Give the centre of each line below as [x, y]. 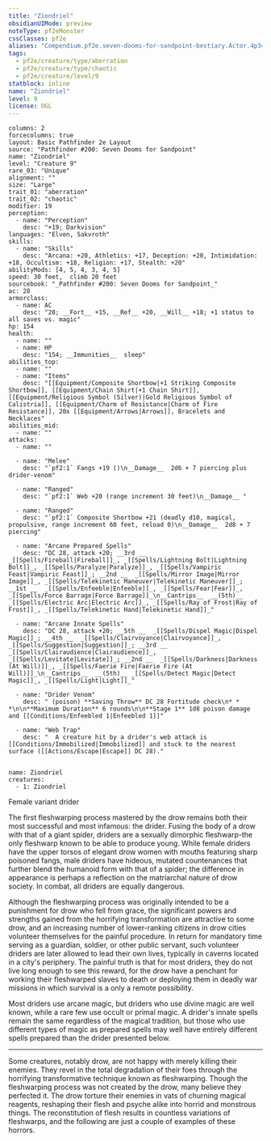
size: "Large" [32, 185]
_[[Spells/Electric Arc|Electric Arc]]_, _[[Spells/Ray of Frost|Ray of [133, 603]
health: [21, 334]
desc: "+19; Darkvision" [65, 227]
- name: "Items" [43, 376]
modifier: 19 [30, 206]
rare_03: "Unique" [39, 171]
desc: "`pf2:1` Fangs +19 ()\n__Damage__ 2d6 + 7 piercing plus [135, 469]
